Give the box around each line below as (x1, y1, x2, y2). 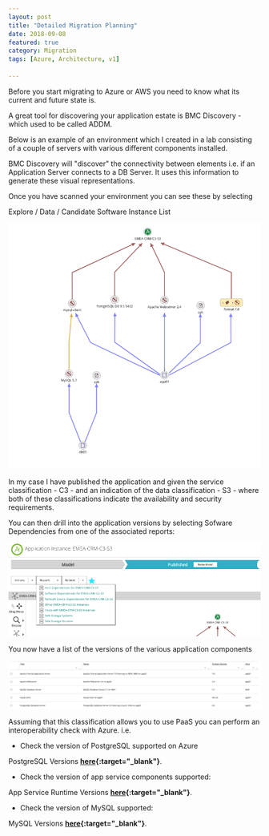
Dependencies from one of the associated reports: (8, 526, 175, 536)
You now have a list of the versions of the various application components (8, 644, 252, 653)
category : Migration (8, 46, 78, 55)
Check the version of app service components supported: (19, 772, 211, 781)
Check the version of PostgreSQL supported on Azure (19, 741, 199, 751)
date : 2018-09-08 (8, 30, 66, 38)
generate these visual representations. (8, 176, 135, 185)
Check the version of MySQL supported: (19, 803, 154, 813)
